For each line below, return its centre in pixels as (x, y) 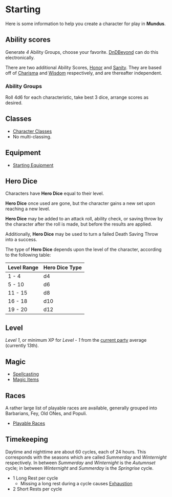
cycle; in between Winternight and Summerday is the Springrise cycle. (79, 468)
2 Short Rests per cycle (37, 489)
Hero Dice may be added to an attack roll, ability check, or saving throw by (84, 219)
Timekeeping (27, 439)
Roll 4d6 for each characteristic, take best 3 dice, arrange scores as (77, 97)
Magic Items (26, 380)
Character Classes (32, 131)
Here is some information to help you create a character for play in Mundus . (85, 24)
